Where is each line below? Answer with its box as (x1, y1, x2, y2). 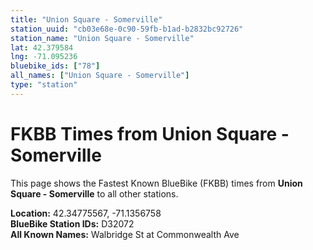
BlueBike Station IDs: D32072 (10, 217, 135, 230)
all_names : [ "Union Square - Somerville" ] (10, 71, 190, 81)
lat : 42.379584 (10, 42, 74, 53)
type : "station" (10, 80, 78, 90)
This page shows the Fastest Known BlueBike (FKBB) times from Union (10, 177, 303, 189)
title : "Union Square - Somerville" (10, 14, 163, 25)
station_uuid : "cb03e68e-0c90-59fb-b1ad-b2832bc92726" (10, 24, 244, 34)
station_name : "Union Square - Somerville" (10, 33, 195, 43)
